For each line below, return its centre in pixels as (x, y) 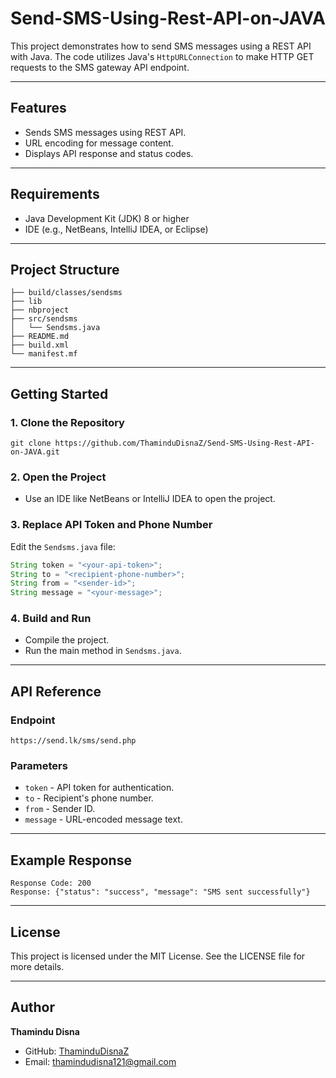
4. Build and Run (51, 619)
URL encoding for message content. (99, 143)
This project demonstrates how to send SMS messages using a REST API (161, 46)
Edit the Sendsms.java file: (63, 546)
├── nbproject (40, 310)
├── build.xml (40, 345)
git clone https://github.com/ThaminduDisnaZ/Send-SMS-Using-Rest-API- (162, 443)
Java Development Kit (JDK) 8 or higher (107, 218)
